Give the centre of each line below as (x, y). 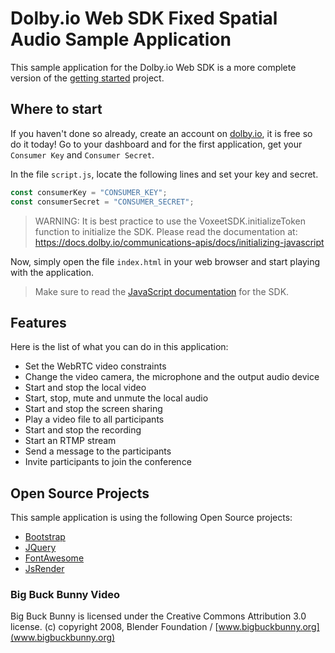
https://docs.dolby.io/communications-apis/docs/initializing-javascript (179, 242)
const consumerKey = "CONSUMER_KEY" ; (89, 192)
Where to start (56, 109)
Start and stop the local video (85, 388)
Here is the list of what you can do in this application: (119, 347)
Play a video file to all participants (94, 419)
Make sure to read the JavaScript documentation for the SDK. (162, 291)
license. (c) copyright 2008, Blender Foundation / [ (114, 627)
